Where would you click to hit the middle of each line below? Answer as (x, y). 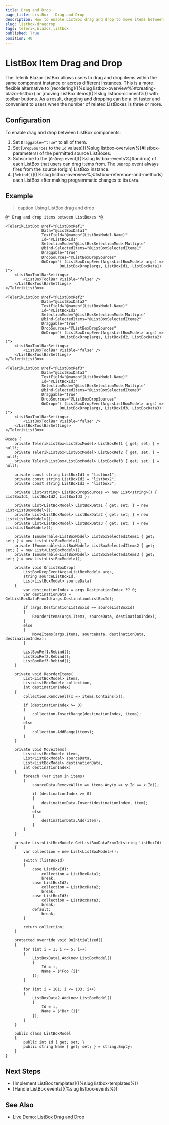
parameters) (26, 153)
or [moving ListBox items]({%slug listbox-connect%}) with (97, 93)
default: (41, 910)
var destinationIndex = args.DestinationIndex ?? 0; (80, 590)
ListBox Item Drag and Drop (64, 63)
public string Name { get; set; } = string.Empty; (78, 1047)
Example (19, 196)
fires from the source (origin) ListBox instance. (61, 169)
